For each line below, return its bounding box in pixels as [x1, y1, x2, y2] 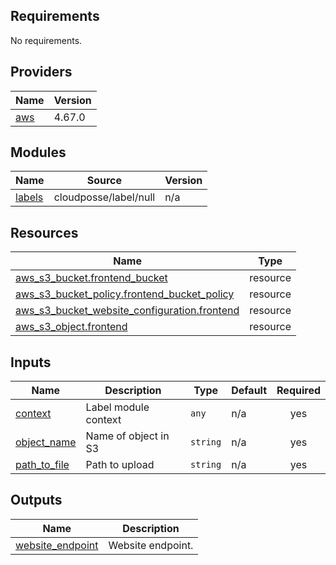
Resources [10, 224, 79, 241]
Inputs [10, 354, 52, 371]
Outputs [10, 492, 63, 509]
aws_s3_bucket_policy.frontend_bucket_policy [15, 287, 235, 301]
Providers [10, 64, 73, 81]
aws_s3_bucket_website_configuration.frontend [15, 304, 240, 318]
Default [231, 384, 268, 398]
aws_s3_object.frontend [15, 320, 128, 334]
